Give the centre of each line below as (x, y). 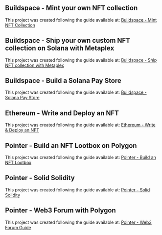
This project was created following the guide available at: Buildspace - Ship (81, 60)
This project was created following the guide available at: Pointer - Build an (81, 157)
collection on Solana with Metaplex (60, 48)
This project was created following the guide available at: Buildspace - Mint (81, 20)
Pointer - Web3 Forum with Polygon (60, 210)
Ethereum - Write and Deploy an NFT (62, 113)
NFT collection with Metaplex (35, 65)
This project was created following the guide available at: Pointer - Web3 (78, 222)
